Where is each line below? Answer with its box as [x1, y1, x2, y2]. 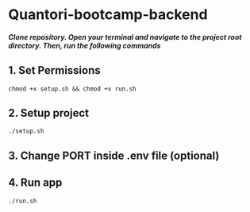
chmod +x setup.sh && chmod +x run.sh [8, 85, 137, 93]
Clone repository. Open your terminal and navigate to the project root [8, 32, 242, 41]
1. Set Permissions [8, 64, 101, 77]
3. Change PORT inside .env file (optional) [8, 148, 220, 162]
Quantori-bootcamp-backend [8, 6, 208, 24]
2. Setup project [8, 106, 90, 120]
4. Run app [8, 176, 63, 190]
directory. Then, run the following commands [8, 40, 161, 50]
